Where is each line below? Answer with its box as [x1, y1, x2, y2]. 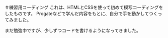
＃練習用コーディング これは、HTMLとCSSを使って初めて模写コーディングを [5, 4, 163, 10]
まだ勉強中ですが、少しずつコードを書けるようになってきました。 [5, 27, 141, 33]
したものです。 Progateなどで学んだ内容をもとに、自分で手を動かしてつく [5, 10, 158, 16]
